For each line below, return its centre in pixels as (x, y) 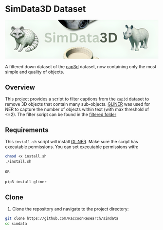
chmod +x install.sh (26, 156)
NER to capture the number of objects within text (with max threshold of (77, 109)
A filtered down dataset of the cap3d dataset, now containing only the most (81, 67)
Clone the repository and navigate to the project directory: (70, 209)
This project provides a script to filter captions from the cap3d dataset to (77, 99)
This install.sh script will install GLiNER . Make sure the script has (72, 142)
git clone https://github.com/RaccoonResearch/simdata (62, 219)
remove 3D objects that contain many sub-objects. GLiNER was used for (78, 104)
